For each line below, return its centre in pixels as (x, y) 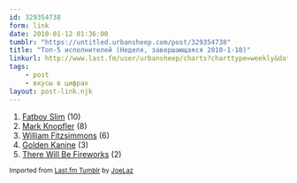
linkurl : (25, 58)
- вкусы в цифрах (57, 83)
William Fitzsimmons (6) (66, 135)
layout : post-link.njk (51, 91)
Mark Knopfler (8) (54, 126)
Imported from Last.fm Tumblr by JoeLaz (72, 170)
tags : (19, 67)
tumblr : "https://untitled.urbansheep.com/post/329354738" (120, 42)
